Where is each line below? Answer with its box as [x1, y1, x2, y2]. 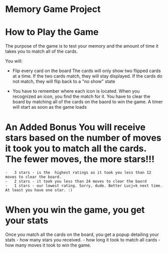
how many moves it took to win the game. [5, 242, 91, 248]
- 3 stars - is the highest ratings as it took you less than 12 [5, 170, 151, 175]
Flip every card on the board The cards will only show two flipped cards [12, 68, 161, 74]
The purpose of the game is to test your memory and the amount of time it [5, 43, 159, 49]
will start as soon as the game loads [12, 104, 87, 110]
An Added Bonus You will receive [5, 122, 146, 133]
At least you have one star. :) [5, 188, 73, 193]
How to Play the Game [5, 27, 99, 38]
